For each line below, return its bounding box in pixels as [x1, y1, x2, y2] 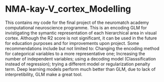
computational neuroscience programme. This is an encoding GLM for [5, 24, 147, 30]
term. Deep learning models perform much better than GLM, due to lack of [5, 66, 156, 72]
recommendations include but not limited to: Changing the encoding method [5, 45, 160, 51]
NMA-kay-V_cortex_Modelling [5, 3, 131, 15]
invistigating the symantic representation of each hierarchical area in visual [5, 30, 157, 36]
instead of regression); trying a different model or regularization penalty [5, 61, 151, 67]
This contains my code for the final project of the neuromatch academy [5, 20, 149, 25]
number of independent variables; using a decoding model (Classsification [5, 56, 156, 61]
